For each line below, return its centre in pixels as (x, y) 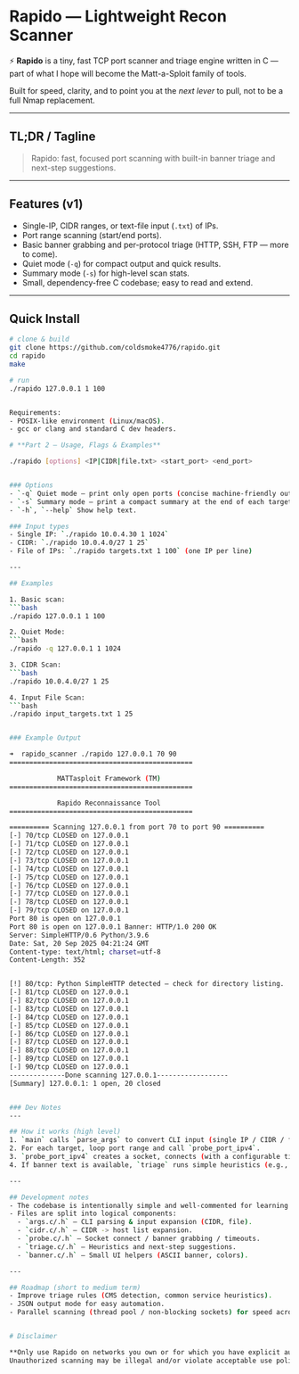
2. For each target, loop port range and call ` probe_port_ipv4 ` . (135, 1148)
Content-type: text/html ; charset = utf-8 (85, 952)
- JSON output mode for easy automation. (87, 1304)
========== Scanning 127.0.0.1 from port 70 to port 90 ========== (137, 827)
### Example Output (45, 738)
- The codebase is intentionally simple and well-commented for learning (149, 1205)
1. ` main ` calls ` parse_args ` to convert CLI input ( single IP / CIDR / (147, 1140)
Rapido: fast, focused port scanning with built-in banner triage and (153, 158)
